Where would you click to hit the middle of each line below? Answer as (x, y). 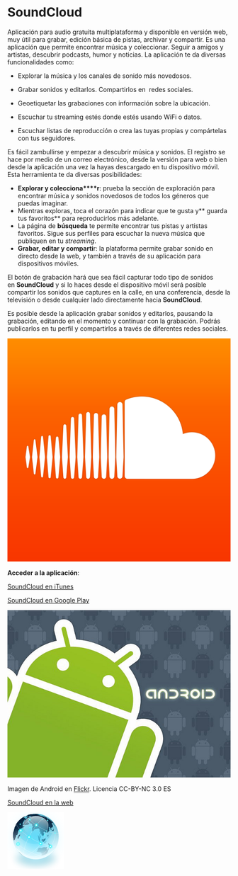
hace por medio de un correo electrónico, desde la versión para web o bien (118, 159)
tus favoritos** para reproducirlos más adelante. (88, 218)
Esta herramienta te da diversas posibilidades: (75, 174)
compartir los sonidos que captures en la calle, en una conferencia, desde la (119, 292)
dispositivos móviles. (48, 263)
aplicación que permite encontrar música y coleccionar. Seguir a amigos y (115, 47)
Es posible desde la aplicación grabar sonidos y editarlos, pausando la (110, 313)
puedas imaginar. (43, 203)
